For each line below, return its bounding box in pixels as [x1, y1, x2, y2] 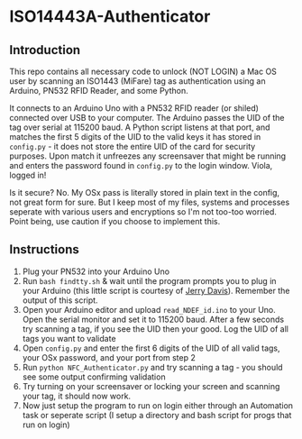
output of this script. [22, 295, 98, 306]
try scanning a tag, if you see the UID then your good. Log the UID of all [22, 323, 288, 334]
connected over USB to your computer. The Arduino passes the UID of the [9, 113, 286, 123]
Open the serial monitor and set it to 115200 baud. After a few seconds [22, 314, 285, 325]
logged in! [9, 169, 47, 180]
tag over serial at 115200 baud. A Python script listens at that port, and [9, 122, 270, 133]
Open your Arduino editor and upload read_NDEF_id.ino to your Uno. [22, 304, 277, 315]
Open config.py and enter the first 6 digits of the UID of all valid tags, [22, 343, 281, 353]
